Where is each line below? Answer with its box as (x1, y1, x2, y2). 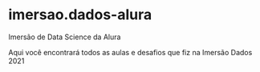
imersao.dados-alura (8, 6, 152, 24)
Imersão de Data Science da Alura (8, 32, 121, 42)
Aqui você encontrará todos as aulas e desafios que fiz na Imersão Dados (8, 47, 253, 57)
